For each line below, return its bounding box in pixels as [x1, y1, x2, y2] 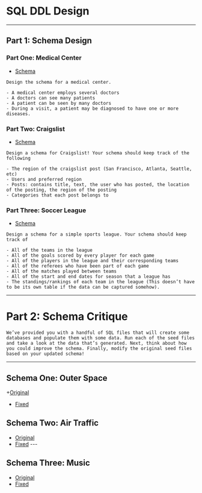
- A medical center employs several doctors [6, 89, 120, 96]
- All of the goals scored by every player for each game [6, 253, 155, 259]
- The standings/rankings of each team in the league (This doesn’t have [6, 279, 195, 285]
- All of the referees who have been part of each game [6, 263, 149, 269]
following [6, 155, 31, 161]
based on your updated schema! [6, 351, 85, 357]
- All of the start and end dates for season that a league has [6, 274, 171, 280]
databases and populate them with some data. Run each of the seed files [6, 335, 195, 341]
